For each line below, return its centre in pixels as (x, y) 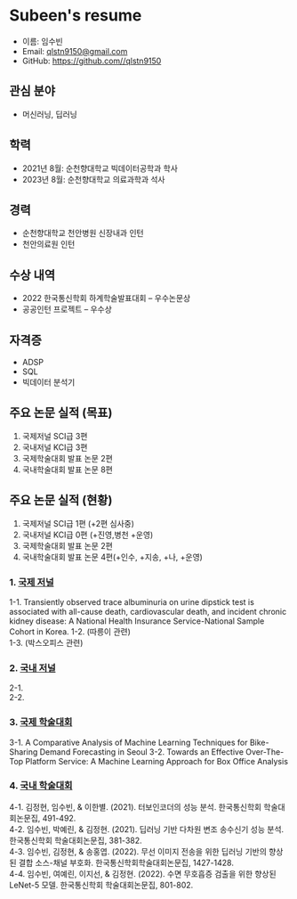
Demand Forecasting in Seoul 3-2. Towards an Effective (142, 752)
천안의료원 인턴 (48, 244)
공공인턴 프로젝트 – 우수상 (67, 309)
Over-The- (265, 752)
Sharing (24, 752)
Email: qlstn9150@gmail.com (75, 51)
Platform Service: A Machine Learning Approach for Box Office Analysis (157, 761)
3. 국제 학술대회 (41, 723)
